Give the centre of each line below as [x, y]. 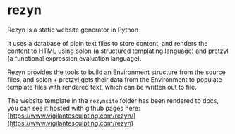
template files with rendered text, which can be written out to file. [102, 87]
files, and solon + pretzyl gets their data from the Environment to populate [115, 79]
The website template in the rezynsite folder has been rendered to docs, [113, 100]
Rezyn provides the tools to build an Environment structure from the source [116, 72]
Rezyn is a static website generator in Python [73, 30]
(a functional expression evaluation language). [75, 58]
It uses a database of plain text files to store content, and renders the [108, 43]
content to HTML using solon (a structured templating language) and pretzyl [118, 51]
